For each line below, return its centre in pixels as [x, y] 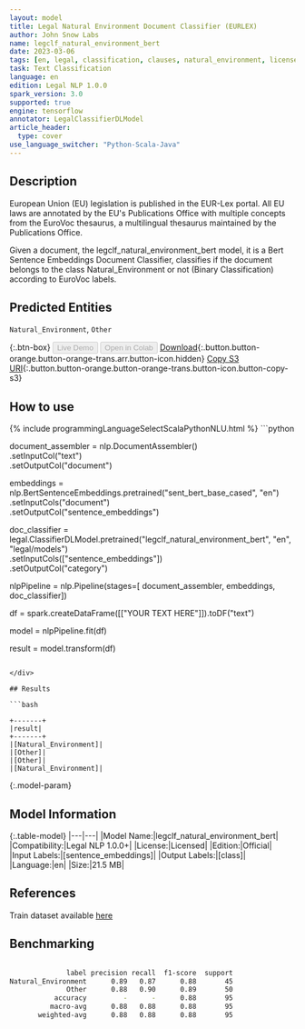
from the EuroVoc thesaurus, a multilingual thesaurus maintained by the [143, 223]
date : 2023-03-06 [42, 52]
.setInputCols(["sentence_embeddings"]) [86, 559]
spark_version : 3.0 [46, 94]
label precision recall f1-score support [150, 973]
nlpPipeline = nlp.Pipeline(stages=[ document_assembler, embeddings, [143, 586]
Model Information [63, 814]
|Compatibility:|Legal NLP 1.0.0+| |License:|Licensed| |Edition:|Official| [141, 845]
